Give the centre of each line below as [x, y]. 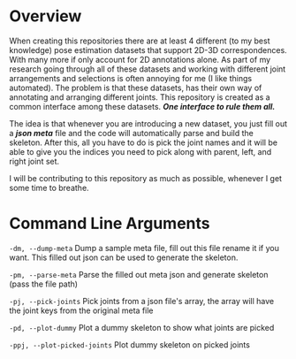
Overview [46, 16]
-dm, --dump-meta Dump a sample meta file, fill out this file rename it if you [144, 248]
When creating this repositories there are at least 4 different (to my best [140, 41]
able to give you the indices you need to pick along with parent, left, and [140, 151]
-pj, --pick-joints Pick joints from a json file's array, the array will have [142, 301]
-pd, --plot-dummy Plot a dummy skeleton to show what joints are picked [142, 327]
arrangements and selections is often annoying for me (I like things [131, 78]
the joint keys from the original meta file [81, 310]
